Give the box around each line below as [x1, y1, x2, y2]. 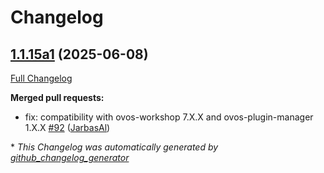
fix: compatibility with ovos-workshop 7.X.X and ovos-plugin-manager [24, 111, 314, 123]
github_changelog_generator [10, 152, 130, 163]
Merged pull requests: [10, 92, 105, 103]
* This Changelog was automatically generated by [10, 141, 219, 153]
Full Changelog [10, 72, 73, 84]
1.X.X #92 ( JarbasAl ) [24, 122, 111, 133]
